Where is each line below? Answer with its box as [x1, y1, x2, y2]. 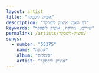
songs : [6, 36, 22, 42]
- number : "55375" [11, 42, 57, 48]
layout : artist [6, 8, 44, 15]
